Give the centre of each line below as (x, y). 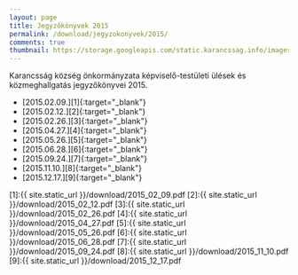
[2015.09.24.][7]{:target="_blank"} (85, 159)
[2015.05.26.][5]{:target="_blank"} (85, 140)
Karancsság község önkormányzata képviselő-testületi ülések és (128, 75)
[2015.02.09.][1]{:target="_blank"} (84, 102)
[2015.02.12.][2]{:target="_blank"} (84, 112)
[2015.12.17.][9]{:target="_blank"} (82, 177)
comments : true (37, 42)
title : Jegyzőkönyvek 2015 (59, 26)
